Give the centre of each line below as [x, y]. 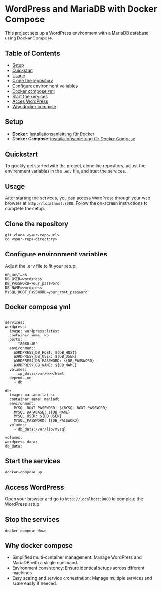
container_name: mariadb [34, 399]
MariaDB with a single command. [45, 562]
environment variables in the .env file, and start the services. [65, 171]
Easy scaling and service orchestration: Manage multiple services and [82, 578]
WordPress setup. [23, 504]
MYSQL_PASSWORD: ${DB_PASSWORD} [46, 420]
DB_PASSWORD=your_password [32, 283]
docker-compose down [26, 531]
